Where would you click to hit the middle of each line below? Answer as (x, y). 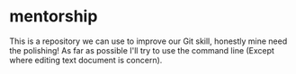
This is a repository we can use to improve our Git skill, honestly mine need (148, 41)
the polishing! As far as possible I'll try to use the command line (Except (142, 50)
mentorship (54, 16)
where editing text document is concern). (86, 60)
